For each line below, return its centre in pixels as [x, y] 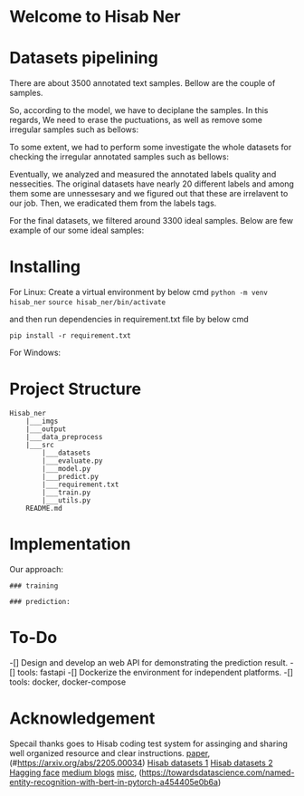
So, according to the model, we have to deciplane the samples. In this [139, 110]
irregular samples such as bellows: [74, 129]
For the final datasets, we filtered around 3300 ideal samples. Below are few [152, 221]
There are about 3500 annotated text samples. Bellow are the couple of [142, 83]
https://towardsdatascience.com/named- [218, 772]
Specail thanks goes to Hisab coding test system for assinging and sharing [148, 743]
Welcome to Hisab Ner [95, 17]
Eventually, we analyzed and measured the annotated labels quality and [143, 175]
